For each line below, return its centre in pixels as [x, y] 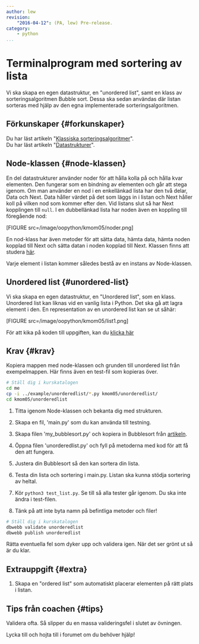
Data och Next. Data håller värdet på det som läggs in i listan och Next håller [99, 197]
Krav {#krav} [31, 351]
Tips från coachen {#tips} [55, 608]
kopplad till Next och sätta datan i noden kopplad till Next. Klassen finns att [98, 245]
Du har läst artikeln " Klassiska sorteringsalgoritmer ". [70, 138]
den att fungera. [34, 452]
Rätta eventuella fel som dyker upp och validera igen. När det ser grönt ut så [99, 544]
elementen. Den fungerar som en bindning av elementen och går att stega [97, 184]
